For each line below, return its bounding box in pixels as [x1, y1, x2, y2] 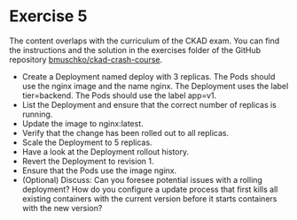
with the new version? [21, 202, 103, 213]
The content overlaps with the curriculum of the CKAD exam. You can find [9, 35, 280, 46]
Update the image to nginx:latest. [21, 118, 144, 129]
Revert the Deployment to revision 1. [21, 156, 154, 166]
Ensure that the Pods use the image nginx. [21, 165, 177, 176]
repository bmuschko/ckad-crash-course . [9, 54, 163, 64]
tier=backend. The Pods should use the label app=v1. [21, 90, 217, 101]
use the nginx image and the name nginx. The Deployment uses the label [21, 80, 289, 91]
